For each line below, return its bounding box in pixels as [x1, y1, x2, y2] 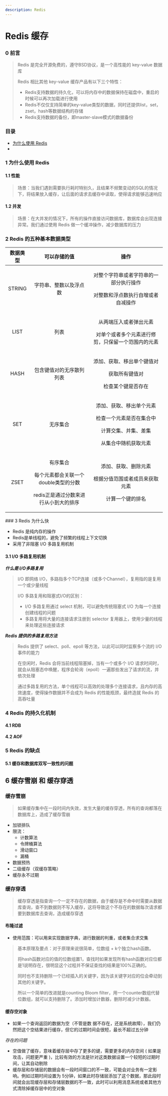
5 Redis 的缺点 [5, 747, 40, 754]
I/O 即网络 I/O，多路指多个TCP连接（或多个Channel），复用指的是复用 [17, 576, 161, 582]
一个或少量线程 [17, 582, 48, 588]
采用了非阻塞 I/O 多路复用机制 [12, 541, 74, 547]
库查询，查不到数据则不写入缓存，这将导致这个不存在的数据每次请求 [17, 904, 158, 910]
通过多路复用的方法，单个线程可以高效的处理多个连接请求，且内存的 [17, 683, 158, 690]
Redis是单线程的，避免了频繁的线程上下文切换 [12, 535, 107, 541]
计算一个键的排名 [105, 495, 146, 502]
